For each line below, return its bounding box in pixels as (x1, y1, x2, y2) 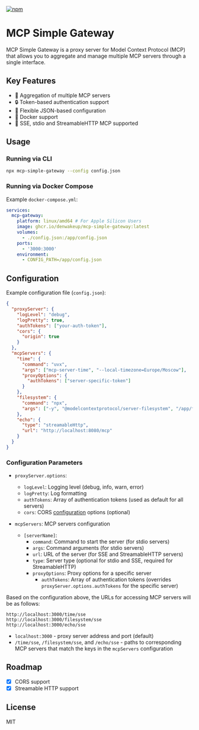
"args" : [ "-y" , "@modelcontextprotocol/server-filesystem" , (21, 405, 174, 411)
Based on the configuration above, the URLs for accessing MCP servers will (6, 594, 191, 601)
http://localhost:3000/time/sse (6, 612, 86, 618)
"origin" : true (21, 333, 60, 340)
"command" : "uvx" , (21, 361, 68, 367)
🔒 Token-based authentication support (14, 98, 110, 105)
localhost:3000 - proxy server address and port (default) (14, 633, 154, 640)
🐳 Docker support (14, 113, 58, 120)
